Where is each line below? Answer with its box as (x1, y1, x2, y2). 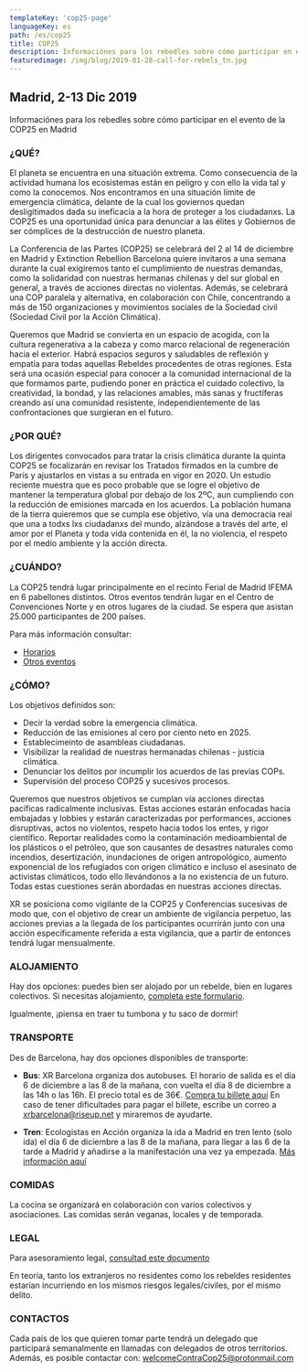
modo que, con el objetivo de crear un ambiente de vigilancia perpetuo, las (9, 908, 292, 919)
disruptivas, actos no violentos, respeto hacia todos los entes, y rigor (9, 822, 270, 833)
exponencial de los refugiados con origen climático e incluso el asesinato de (9, 862, 297, 872)
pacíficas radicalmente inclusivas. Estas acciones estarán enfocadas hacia (9, 803, 291, 814)
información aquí (22, 1155, 87, 1166)
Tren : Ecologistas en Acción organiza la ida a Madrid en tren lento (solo (22, 1126, 292, 1137)
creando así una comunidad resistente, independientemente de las (9, 397, 260, 408)
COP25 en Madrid (9, 123, 78, 134)
